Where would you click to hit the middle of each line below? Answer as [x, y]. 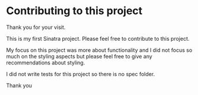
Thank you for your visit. [36, 27]
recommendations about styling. [46, 63]
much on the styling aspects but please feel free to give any [79, 56]
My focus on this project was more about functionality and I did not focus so [99, 50]
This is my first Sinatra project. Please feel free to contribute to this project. [98, 38]
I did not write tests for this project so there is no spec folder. [81, 74]
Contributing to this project [74, 11]
